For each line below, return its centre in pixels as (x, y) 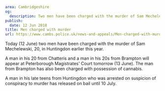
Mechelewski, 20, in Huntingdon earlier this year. (55, 49)
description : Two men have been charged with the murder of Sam (77, 16)
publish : (14, 21)
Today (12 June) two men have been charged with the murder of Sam (75, 44)
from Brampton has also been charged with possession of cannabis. (74, 69)
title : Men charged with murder (38, 30)
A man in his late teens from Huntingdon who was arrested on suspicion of (81, 78)
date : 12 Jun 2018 (28, 25)
